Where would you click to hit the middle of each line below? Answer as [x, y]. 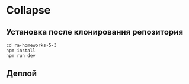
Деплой [22, 74]
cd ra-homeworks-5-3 [32, 45]
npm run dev [21, 56]
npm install [21, 51]
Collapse [28, 10]
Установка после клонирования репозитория [95, 32]
